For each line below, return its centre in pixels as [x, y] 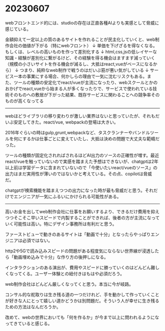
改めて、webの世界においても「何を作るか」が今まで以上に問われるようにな [82, 317]
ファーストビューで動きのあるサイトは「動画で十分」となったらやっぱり [78, 234]
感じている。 [18, 29]
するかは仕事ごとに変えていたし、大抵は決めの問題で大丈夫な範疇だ [91, 139]
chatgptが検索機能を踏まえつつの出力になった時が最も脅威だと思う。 [75, 190]
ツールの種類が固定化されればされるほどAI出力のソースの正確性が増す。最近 [82, 155]
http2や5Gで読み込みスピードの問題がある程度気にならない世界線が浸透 [78, 251]
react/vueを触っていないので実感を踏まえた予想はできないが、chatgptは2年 [82, 161]
